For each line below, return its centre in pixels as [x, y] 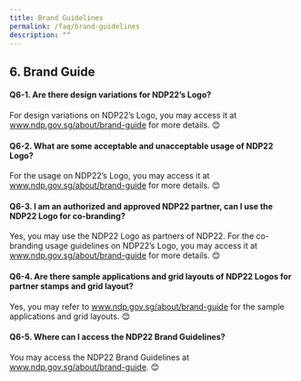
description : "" [40, 35]
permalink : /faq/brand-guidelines [75, 26]
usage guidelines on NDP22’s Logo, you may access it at [151, 246]
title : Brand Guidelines [56, 18]
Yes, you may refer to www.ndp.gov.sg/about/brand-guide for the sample [147, 306]
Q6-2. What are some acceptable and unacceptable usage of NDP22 [141, 146]
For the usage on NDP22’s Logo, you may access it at [110, 176]
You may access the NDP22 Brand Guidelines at [99, 357]
